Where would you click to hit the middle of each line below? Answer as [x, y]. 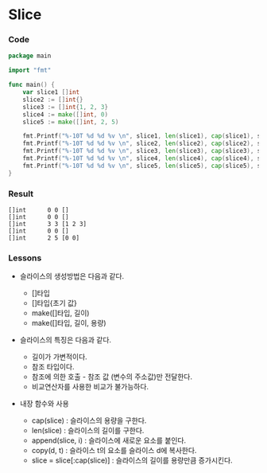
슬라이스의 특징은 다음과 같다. [66, 340]
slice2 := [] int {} [53, 100]
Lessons [25, 258]
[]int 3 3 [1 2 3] [48, 225]
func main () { [32, 85]
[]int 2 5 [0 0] [44, 238]
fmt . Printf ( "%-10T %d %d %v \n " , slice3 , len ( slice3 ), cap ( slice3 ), [138, 151]
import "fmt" [30, 70]
